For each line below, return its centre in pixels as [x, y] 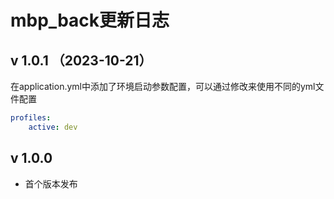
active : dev [53, 127]
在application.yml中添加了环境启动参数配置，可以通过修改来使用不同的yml [163, 86]
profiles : [31, 118]
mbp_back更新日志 [90, 20]
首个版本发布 [51, 183]
